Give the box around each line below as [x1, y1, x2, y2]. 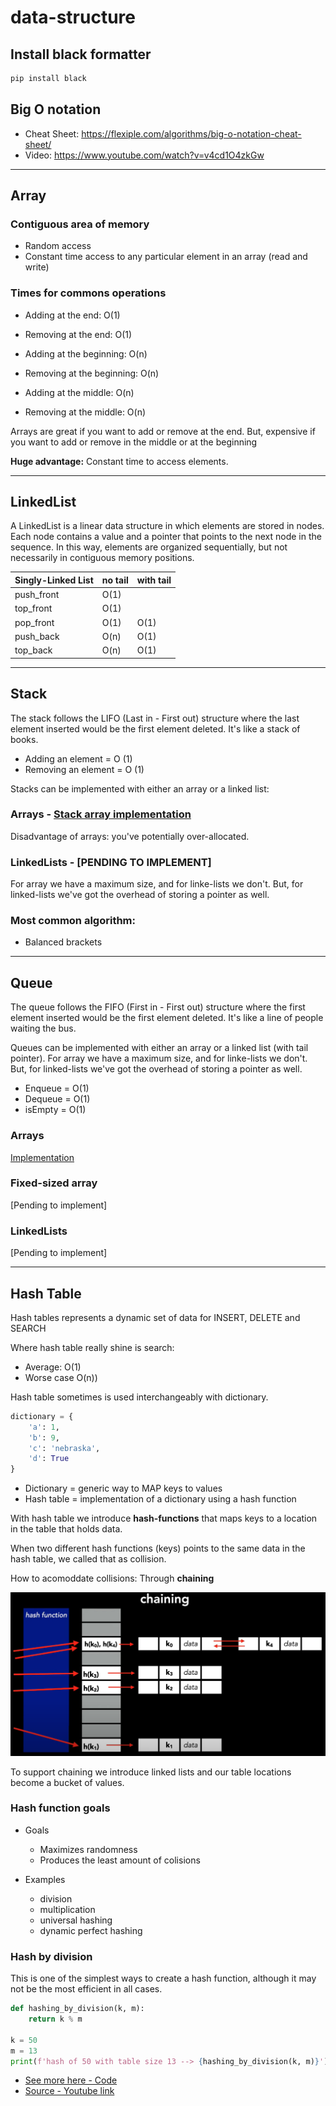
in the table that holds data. [10, 1523, 123, 1535]
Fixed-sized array [10, 1176, 98, 1190]
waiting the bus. [10, 1022, 77, 1035]
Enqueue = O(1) [24, 1082, 90, 1095]
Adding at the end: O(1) [24, 309, 121, 321]
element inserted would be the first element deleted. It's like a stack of [10, 722, 301, 735]
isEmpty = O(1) [24, 1104, 87, 1116]
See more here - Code [24, 2074, 118, 2086]
